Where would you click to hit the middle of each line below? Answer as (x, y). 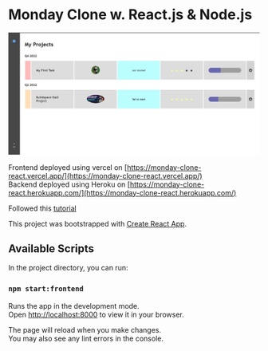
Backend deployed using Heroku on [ (69, 184)
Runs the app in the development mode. (74, 306)
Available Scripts (51, 248)
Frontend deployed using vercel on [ (68, 167)
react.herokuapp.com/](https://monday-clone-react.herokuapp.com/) (122, 192)
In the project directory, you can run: (68, 268)
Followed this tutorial (43, 208)
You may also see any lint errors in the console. (86, 338)
